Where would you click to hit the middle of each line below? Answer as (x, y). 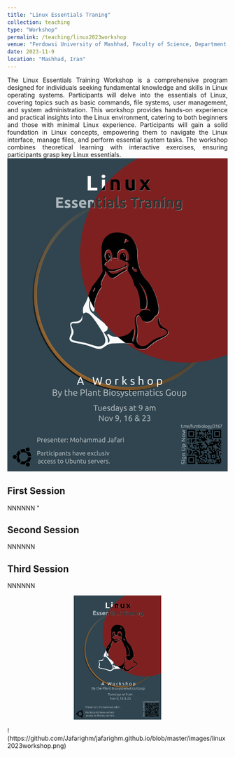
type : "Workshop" (33, 29)
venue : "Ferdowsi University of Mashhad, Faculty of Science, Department (117, 45)
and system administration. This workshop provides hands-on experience (117, 109)
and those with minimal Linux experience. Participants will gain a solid (117, 125)
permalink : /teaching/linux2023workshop (67, 37)
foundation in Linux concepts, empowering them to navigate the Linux (117, 132)
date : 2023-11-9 (31, 52)
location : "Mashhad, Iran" (47, 60)
